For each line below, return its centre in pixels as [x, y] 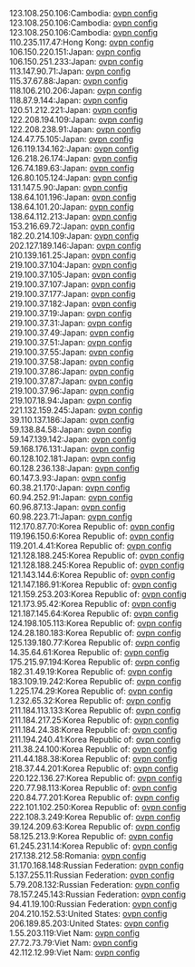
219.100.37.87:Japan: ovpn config [71, 381]
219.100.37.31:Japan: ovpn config [71, 323]
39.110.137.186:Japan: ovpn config [72, 420]
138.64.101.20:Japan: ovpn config [72, 207]
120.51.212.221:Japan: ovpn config [73, 110]
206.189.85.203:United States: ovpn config [89, 923]
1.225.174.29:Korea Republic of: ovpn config [91, 691]
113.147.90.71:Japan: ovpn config [70, 71]
